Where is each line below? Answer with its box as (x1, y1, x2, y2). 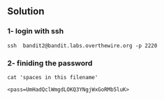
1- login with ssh (7, 26, 64, 36)
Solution (7, 6, 45, 17)
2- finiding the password (7, 58, 93, 68)
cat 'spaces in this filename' (7, 74, 98, 81)
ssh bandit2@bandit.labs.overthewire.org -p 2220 (7, 42, 158, 49)
